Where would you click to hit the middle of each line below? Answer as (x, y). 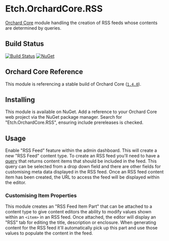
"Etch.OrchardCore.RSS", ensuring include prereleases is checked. (74, 123)
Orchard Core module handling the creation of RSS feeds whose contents (81, 23)
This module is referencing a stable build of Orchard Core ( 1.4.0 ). (73, 84)
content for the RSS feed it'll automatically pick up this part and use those (81, 228)
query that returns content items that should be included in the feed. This (81, 161)
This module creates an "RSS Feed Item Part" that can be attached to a (79, 206)
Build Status (25, 44)
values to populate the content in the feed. (49, 233)
